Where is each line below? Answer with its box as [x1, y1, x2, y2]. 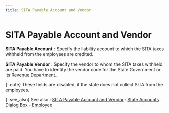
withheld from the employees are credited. [5, 51, 93, 57]
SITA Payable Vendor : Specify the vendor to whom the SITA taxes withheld [5, 61, 163, 67]
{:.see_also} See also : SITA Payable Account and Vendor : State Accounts [5, 96, 159, 102]
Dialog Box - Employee [5, 102, 53, 108]
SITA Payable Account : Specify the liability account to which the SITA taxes [5, 46, 164, 52]
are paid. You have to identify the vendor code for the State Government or [5, 66, 161, 72]
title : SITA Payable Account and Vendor [5, 7, 92, 13]
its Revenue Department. [5, 72, 57, 78]
